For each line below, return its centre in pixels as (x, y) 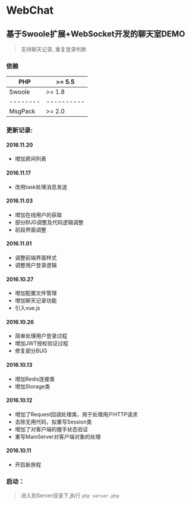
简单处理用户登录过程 (41, 336)
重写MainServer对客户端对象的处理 (58, 437)
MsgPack (22, 111)
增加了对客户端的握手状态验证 (51, 429)
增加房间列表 (30, 159)
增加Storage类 (32, 386)
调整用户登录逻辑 (36, 265)
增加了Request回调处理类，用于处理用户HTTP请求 (76, 414)
